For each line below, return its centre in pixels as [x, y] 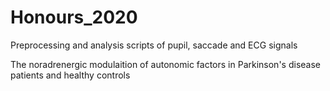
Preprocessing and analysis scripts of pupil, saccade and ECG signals [154, 45]
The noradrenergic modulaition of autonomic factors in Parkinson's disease [165, 64]
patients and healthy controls [70, 75]
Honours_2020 [74, 17]
